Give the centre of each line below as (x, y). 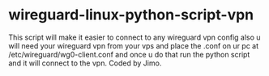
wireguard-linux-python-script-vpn (131, 15)
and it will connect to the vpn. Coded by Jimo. (85, 63)
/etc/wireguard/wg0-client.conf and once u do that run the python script (129, 54)
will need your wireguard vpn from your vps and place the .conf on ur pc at (134, 45)
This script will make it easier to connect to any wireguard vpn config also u (134, 37)
